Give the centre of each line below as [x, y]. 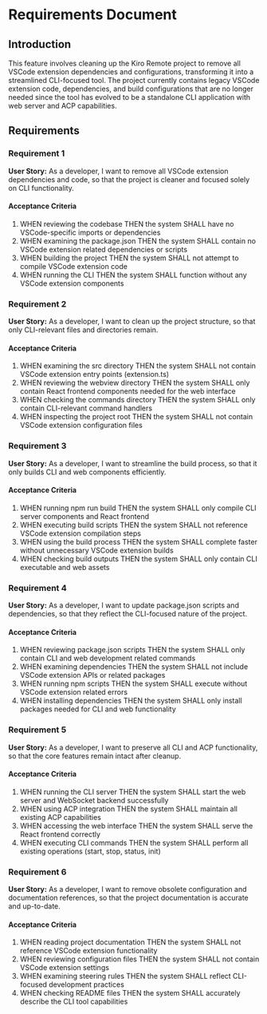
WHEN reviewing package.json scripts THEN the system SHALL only [132, 650]
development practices [87, 984]
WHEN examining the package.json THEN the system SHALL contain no [138, 240]
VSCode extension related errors [74, 692]
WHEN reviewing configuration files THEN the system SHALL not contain [139, 959]
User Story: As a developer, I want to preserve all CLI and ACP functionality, [133, 747]
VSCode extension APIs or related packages [92, 675]
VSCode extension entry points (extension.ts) [94, 374]
